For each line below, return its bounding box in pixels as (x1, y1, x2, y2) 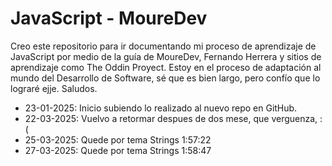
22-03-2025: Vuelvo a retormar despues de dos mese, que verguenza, (24, 112, 318, 124)
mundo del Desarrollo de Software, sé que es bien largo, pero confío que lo (10, 72, 321, 84)
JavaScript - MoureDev (10, 7, 208, 30)
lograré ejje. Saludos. (10, 82, 98, 94)
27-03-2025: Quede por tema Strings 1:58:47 (24, 144, 212, 156)
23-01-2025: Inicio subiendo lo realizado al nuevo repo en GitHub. (24, 102, 298, 114)
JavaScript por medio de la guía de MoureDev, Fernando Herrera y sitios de (10, 50, 322, 62)
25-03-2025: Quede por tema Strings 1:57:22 (24, 133, 212, 146)
